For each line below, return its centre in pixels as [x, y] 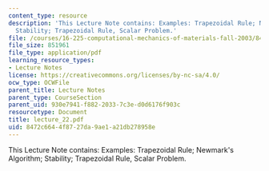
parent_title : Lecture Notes [57, 90]
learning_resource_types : [51, 61]
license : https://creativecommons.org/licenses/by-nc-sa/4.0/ [114, 75]
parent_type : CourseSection [55, 97]
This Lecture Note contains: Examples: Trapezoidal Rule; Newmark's [121, 149]
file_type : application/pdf [55, 53]
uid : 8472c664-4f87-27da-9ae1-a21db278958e [82, 127]
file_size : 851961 [39, 46]
